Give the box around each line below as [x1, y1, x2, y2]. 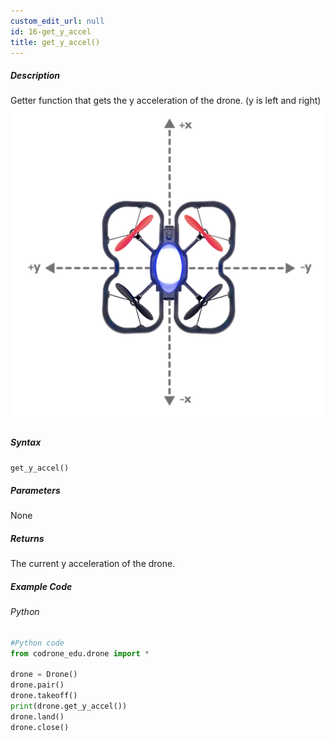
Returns [10, 532, 45, 544]
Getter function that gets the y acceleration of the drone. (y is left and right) [10, 95, 322, 107]
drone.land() [10, 711, 65, 722]
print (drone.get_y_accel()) [10, 701, 128, 712]
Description [10, 69, 61, 81]
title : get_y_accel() [10, 37, 101, 47]
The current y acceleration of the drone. [10, 558, 176, 570]
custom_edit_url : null [10, 16, 105, 26]
